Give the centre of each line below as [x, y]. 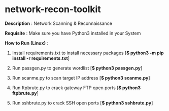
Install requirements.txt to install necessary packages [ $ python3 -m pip [88, 53]
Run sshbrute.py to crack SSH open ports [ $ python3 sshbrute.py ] [82, 103]
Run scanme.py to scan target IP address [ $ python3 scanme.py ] [81, 78]
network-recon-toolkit [53, 9]
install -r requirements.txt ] [41, 58]
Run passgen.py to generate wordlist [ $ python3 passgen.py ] [77, 68]
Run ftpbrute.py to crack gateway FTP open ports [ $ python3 [76, 88]
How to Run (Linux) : [27, 43]
